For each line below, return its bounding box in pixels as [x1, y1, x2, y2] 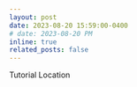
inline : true [9, 37, 57, 47]
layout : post [9, 12, 57, 22]
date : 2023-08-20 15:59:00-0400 [9, 21, 128, 30]
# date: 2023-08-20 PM [9, 29, 93, 38]
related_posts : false [9, 46, 89, 54]
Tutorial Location [9, 69, 71, 80]
